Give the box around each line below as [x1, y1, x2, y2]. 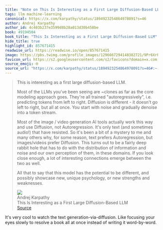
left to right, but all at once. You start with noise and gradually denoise [16, 104, 157, 110]
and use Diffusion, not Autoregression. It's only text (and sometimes [16, 124, 153, 130]
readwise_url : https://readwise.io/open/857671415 [5, 48, 110, 53]
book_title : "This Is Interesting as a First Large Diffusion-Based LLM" [5, 35, 158, 39]
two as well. [16, 160, 41, 166]
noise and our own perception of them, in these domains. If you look [16, 150, 154, 156]
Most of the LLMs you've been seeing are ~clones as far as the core [16, 89, 154, 95]
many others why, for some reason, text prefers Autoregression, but [16, 134, 153, 140]
